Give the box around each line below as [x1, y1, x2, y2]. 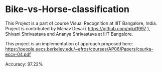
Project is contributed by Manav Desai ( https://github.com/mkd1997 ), [5, 25, 150, 31]
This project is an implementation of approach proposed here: [5, 40, 133, 46]
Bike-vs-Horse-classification [5, 4, 129, 15]
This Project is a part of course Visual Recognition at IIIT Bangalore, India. [5, 20, 157, 26]
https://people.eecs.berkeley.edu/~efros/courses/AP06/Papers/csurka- [5, 46, 154, 52]
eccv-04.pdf [5, 51, 31, 57]
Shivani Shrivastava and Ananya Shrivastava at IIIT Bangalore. [5, 31, 133, 37]
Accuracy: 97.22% [5, 61, 44, 67]
